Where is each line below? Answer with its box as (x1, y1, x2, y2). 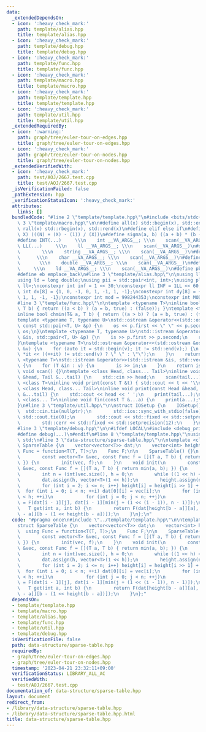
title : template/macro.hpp (17, 83, 86, 90)
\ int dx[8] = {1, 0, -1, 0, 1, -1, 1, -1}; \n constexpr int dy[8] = (17, 288, 196, 295)
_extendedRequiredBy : (12, 123, 67, 129)
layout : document (6, 693, 51, 699)
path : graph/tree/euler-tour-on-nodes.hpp (17, 152, 128, 158)
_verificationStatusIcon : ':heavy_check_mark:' (12, 197, 136, 203)
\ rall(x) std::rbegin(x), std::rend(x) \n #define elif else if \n (17, 226, 188, 232)
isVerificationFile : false (12, 636, 81, 643)
